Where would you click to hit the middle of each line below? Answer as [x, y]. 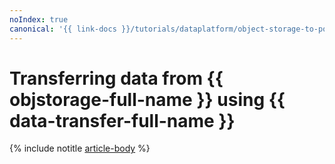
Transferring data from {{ [116, 78]
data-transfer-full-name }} [122, 120]
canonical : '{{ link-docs [63, 29]
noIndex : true [39, 19]
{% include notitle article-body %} [80, 148]
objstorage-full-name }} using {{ [147, 99]
